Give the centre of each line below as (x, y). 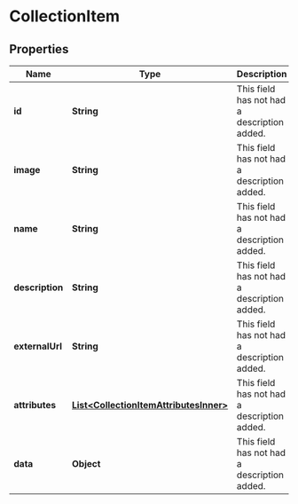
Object (86, 464)
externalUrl (38, 346)
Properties (39, 49)
